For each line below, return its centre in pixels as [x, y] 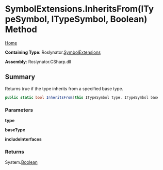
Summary [20, 77]
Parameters [19, 110]
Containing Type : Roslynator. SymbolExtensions [53, 52]
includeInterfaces [24, 139]
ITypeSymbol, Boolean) [99, 19]
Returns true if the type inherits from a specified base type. [64, 89]
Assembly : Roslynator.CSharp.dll [38, 62]
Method [21, 30]
